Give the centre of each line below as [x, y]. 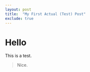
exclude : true [19, 18]
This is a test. [18, 56]
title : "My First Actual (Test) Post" [45, 14]
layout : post [18, 9]
